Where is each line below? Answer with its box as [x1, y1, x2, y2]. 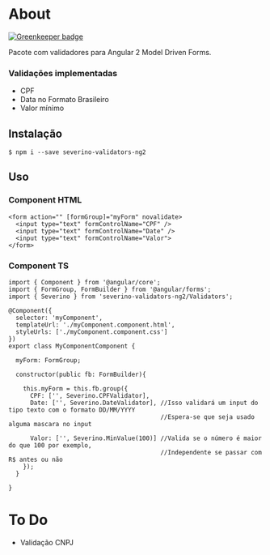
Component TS [8, 260, 69, 271]
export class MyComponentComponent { [8, 342, 136, 351]
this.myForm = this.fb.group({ [23, 385, 129, 393]
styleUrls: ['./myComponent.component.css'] [15, 328, 168, 336]
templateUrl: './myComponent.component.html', [15, 321, 175, 329]
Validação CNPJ [19, 537, 74, 547]
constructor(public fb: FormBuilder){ [15, 370, 147, 379]
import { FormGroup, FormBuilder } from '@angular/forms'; [8, 285, 212, 294]
